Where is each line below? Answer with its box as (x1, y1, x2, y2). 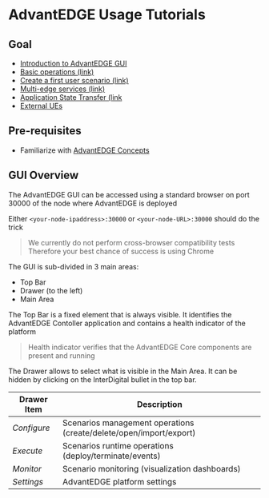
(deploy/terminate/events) (62, 450, 161, 461)
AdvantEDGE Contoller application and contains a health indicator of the (8, 318, 247, 328)
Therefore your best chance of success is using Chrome (27, 246, 215, 256)
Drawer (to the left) (19, 285, 83, 295)
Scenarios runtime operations (62, 440, 174, 451)
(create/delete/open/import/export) (62, 427, 196, 438)
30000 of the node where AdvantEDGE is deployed (8, 198, 178, 208)
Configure (12, 422, 50, 433)
